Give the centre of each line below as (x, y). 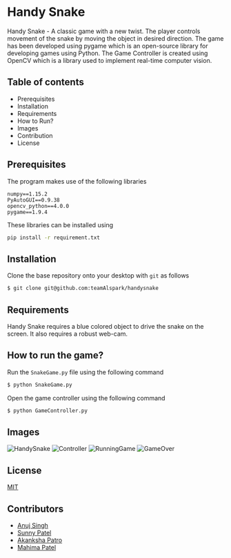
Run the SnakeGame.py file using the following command (86, 372)
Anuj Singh (32, 525)
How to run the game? (56, 355)
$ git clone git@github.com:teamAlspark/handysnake (83, 288)
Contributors (36, 509)
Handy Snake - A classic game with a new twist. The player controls (104, 31)
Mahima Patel (37, 547)
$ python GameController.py (48, 411)
